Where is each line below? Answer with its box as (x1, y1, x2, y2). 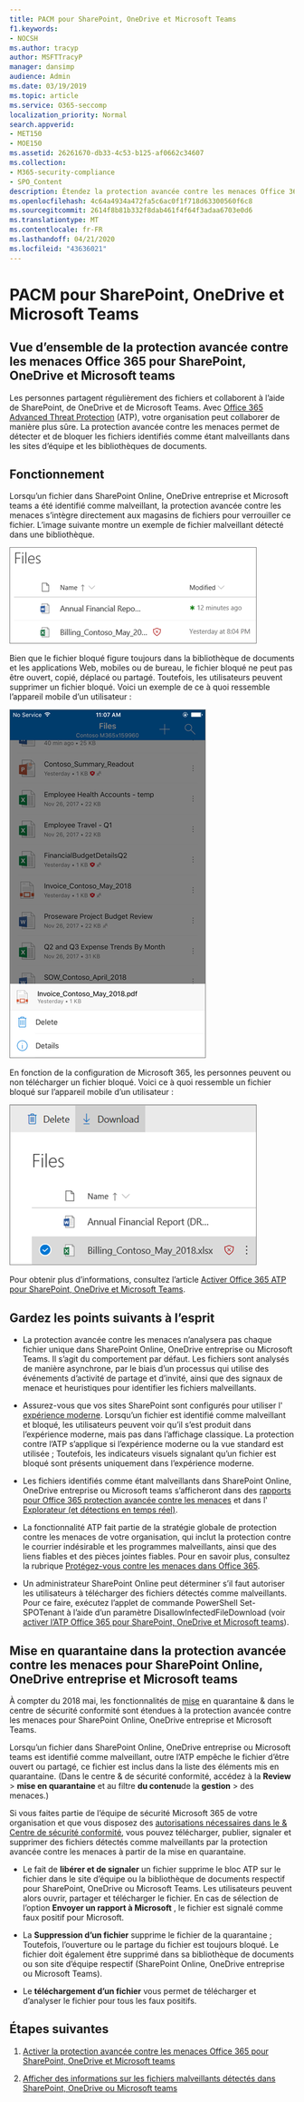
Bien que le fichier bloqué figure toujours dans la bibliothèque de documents (9, 653, 295, 664)
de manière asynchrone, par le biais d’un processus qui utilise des (22, 1364, 270, 1374)
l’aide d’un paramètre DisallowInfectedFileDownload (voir (72, 1607, 286, 1618)
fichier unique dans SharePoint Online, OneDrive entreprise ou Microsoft (22, 1344, 293, 1355)
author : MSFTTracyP (9, 53, 83, 63)
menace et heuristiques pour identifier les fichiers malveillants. (22, 1383, 257, 1393)
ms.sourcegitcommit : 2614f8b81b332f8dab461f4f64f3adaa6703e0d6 (9, 206, 253, 215)
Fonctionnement (9, 467, 105, 483)
